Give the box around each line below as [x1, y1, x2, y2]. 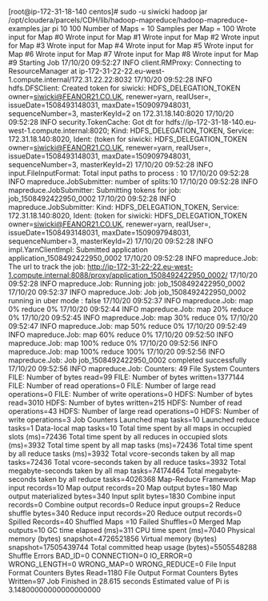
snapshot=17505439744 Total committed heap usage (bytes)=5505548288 [8, 543, 258, 551]
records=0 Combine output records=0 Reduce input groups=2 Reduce [8, 500, 242, 509]
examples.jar [8, 24, 50, 33]
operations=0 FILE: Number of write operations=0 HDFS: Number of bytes [8, 390, 254, 399]
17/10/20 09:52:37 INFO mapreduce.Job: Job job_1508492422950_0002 [8, 287, 246, 297]
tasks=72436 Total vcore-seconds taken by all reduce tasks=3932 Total [8, 458, 246, 467]
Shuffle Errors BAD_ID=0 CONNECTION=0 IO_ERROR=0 [8, 551, 193, 560]
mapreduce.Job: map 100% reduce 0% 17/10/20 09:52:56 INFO [8, 339, 218, 347]
